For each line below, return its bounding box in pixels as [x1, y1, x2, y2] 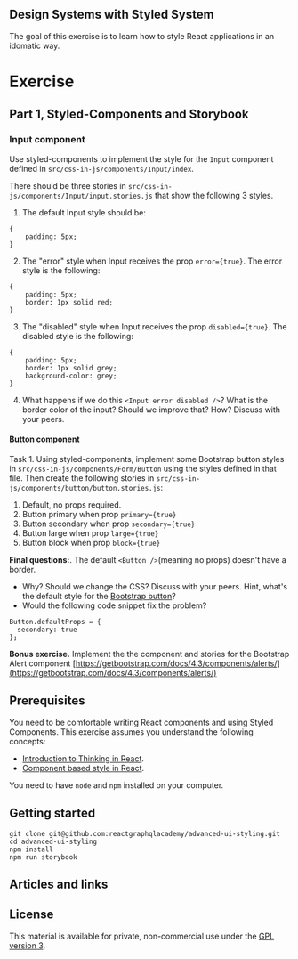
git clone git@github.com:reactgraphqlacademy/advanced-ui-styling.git [9, 829, 280, 838]
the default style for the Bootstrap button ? [21, 590, 176, 601]
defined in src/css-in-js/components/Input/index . [9, 163, 194, 174]
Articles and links [9, 876, 109, 891]
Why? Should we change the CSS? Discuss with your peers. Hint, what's [21, 581, 288, 591]
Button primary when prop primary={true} [21, 508, 177, 519]
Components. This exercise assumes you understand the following [9, 726, 254, 737]
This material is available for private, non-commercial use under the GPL [9, 931, 275, 941]
